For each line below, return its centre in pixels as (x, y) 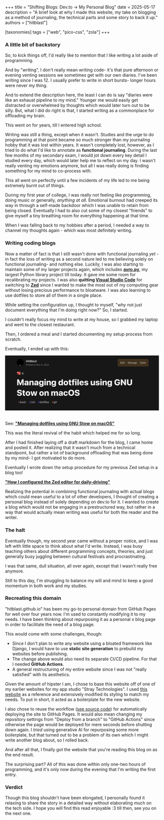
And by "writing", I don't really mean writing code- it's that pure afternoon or (82, 70)
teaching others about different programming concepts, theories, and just (79, 551)
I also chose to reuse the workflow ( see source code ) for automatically (76, 709)
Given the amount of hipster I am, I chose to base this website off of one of (80, 684)
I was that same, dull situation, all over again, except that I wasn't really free (81, 566)
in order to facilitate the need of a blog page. (50, 624)
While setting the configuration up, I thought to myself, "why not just (74, 305)
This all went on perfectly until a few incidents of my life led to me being (77, 181)
